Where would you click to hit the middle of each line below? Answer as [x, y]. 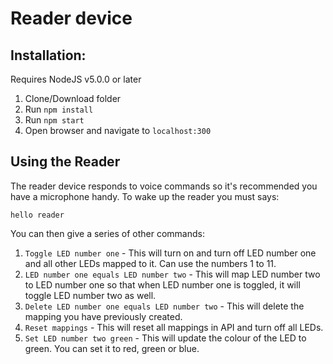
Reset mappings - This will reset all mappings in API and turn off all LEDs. [174, 327]
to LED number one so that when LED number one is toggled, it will [162, 284]
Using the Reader [65, 162]
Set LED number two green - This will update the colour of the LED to [165, 338]
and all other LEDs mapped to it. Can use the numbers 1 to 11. [150, 263]
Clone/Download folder [73, 98]
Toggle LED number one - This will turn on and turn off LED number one [170, 253]
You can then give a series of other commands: [107, 233]
